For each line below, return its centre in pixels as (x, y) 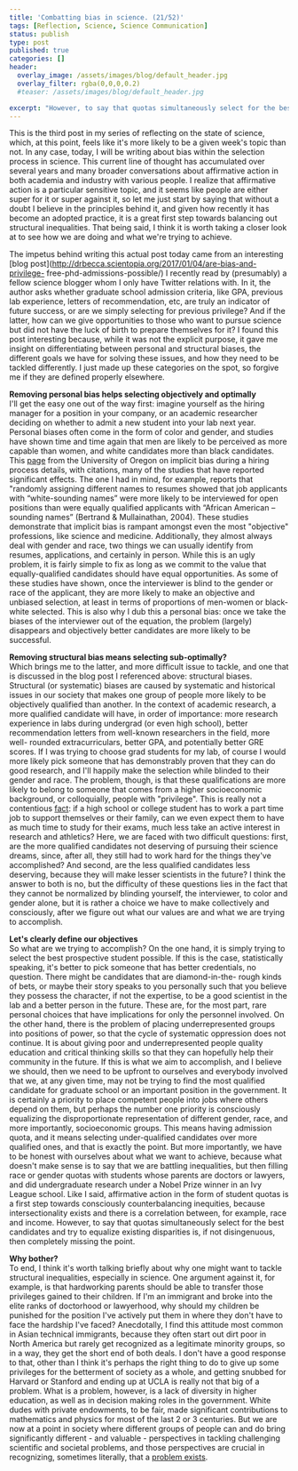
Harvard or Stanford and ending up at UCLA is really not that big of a (134, 1382)
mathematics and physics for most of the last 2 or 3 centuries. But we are (143, 1419)
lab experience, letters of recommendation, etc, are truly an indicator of (140, 301)
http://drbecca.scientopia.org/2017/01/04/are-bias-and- (154, 264)
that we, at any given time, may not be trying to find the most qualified (137, 1081)
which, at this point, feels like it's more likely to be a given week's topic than (148, 142)
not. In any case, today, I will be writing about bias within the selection (137, 152)
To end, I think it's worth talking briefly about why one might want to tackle (145, 1268)
